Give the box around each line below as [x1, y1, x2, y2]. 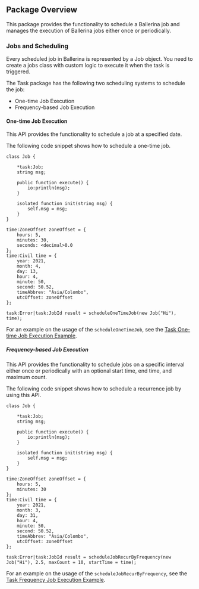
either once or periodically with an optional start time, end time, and [6, 367, 172, 374]
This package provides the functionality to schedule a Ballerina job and [6, 20, 180, 27]
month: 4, [17, 263, 42, 269]
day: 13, [17, 268, 39, 275]
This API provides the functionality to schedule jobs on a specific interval [6, 361, 185, 368]
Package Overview [6, 5, 78, 15]
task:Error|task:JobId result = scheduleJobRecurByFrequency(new [6, 554, 171, 560]
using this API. [6, 392, 42, 399]
